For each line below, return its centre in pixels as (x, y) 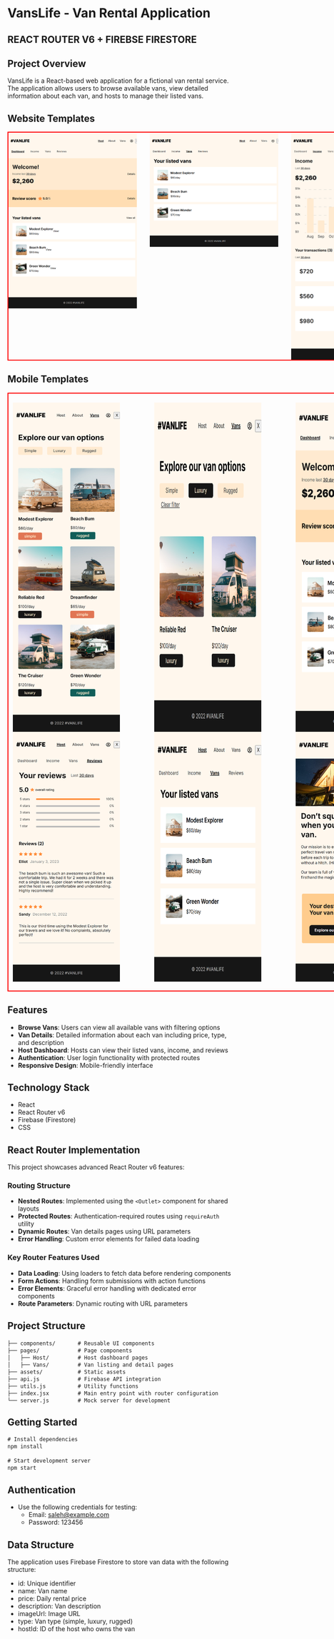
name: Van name (42, 1590)
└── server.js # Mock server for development (89, 1401)
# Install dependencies (43, 1440)
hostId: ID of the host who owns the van (76, 1628)
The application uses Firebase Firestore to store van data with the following (118, 1562)
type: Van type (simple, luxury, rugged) (75, 1621)
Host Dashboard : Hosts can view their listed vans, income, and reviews (123, 1050)
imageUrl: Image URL (49, 1613)
